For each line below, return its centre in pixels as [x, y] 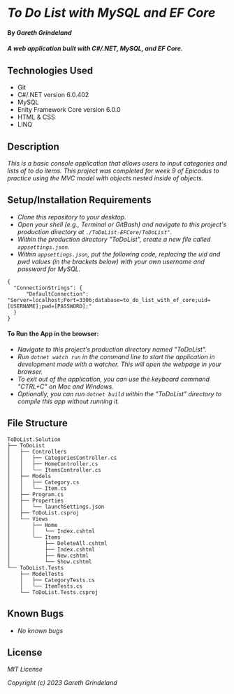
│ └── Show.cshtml [50, 562]
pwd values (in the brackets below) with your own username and [111, 261]
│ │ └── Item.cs [37, 488]
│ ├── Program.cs [36, 494]
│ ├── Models [29, 476]
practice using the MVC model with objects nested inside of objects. [105, 178]
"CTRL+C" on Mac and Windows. [65, 386]
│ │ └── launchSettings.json [56, 507]
